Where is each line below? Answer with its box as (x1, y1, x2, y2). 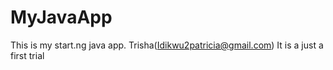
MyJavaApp (10, 6, 113, 29)
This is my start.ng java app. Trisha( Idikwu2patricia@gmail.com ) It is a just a (10, 39, 324, 51)
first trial (10, 49, 45, 61)
